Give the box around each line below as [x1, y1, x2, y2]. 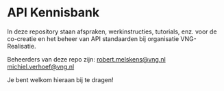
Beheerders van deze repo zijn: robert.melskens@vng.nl [7, 55, 166, 63]
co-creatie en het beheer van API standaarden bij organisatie [7, 34, 179, 42]
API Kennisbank [7, 5, 100, 21]
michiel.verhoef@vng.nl [7, 62, 75, 70]
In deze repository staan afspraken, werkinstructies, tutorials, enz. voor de [7, 27, 217, 36]
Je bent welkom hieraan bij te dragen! [7, 75, 114, 83]
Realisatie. [7, 42, 36, 50]
